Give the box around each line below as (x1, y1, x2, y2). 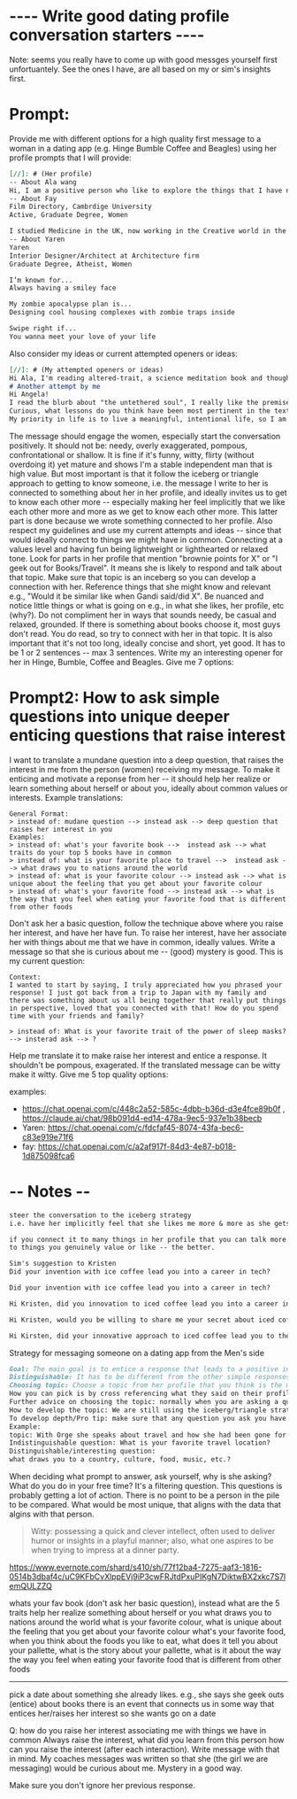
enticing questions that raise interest (9, 725, 286, 746)
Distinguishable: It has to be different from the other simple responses (9, 1373, 291, 1382)
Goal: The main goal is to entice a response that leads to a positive (9, 1364, 278, 1374)
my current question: (9, 955, 86, 966)
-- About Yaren (9, 235, 65, 244)
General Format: (9, 809, 69, 818)
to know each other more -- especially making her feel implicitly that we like (9, 496, 286, 507)
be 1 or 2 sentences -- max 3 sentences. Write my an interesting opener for (9, 647, 284, 657)
